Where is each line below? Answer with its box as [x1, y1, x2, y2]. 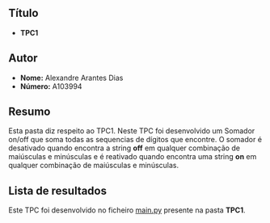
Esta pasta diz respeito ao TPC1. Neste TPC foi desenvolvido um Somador [8, 126, 255, 136]
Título [8, 6, 39, 20]
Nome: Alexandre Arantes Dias [19, 73, 124, 82]
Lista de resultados [8, 183, 108, 197]
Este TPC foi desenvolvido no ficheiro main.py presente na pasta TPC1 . [8, 205, 246, 215]
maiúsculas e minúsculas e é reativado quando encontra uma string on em [8, 152, 257, 162]
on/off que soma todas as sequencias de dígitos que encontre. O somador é [8, 135, 263, 145]
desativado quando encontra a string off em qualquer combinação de [8, 143, 241, 153]
